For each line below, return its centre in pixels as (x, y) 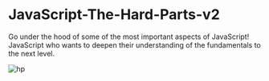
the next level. (31, 53)
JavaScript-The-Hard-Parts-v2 (114, 15)
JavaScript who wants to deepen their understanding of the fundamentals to (134, 44)
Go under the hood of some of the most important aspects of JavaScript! (129, 37)
